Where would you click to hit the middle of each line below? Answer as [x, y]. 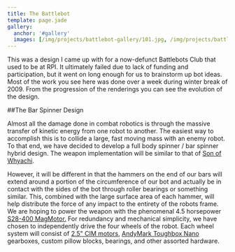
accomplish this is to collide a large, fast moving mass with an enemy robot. [116, 139]
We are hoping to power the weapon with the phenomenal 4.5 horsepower [114, 212]
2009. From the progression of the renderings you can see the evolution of [115, 89]
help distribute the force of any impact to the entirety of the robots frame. [113, 204]
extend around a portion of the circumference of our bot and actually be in [114, 181]
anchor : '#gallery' [42, 33]
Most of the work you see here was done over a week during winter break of [117, 82]
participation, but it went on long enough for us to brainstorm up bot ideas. [115, 75]
